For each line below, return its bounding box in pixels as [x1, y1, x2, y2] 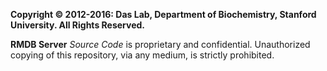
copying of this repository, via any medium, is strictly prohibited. [10, 49, 275, 61]
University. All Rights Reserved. [10, 19, 145, 31]
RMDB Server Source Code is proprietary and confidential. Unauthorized [10, 39, 311, 50]
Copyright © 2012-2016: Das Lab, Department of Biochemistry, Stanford [10, 9, 317, 20]
